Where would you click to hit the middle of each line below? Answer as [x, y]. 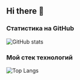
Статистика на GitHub [40, 28]
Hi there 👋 [25, 11]
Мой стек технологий [39, 57]
